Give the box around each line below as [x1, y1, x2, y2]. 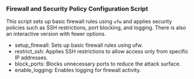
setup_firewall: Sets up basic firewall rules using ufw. [14, 42, 143, 49]
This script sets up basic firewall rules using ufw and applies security [6, 18, 172, 25]
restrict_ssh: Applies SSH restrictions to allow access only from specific [14, 48, 189, 55]
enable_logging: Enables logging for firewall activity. [14, 67, 141, 74]
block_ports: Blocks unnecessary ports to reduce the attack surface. [14, 60, 181, 67]
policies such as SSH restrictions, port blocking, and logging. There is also [6, 24, 186, 31]
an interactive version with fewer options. [6, 30, 106, 37]
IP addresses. [14, 54, 48, 61]
